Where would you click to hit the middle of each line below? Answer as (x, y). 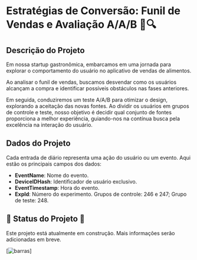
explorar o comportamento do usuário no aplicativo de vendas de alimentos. (99, 71)
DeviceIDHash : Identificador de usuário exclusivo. (76, 182)
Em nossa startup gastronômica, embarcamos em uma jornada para (88, 64)
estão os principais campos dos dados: (54, 164)
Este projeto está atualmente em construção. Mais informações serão (91, 233)
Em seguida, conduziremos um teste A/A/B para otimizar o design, (87, 100)
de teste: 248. (32, 200)
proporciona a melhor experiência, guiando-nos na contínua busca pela (93, 119)
